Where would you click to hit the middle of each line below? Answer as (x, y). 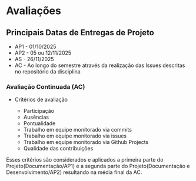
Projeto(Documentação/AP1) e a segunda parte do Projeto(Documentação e (98, 166)
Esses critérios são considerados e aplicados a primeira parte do (85, 160)
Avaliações (34, 11)
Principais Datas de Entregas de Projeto (80, 33)
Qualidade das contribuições (58, 149)
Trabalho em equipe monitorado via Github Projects (86, 142)
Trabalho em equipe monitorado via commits (78, 130)
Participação (39, 111)
